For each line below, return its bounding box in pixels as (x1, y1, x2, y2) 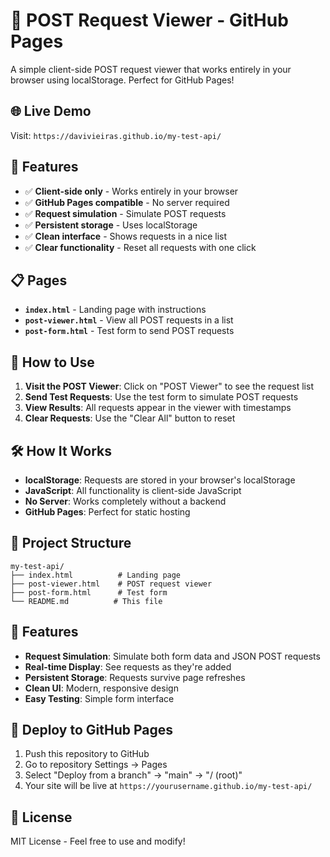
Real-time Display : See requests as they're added (24, 660, 232, 673)
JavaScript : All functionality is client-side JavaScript (24, 485, 242, 496)
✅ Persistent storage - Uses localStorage (24, 219, 198, 231)
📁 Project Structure (10, 535, 132, 552)
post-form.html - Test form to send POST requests (24, 325, 235, 337)
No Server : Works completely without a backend (24, 495, 227, 507)
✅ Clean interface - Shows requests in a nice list (24, 230, 227, 242)
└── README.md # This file (10, 596, 163, 606)
